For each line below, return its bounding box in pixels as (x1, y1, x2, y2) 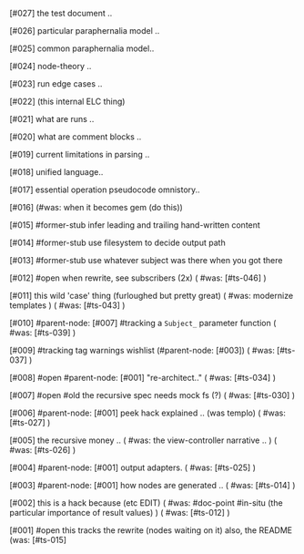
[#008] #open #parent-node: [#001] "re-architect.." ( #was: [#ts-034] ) (9, 373, 276, 383)
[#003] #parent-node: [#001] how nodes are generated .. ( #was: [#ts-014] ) (9, 480, 296, 490)
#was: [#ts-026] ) (9, 445, 76, 455)
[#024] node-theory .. (9, 61, 92, 71)
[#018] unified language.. (9, 167, 104, 177)
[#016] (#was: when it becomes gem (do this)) (9, 202, 184, 212)
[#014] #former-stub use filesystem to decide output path (9, 237, 226, 248)
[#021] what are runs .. (9, 114, 95, 124)
